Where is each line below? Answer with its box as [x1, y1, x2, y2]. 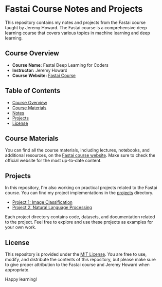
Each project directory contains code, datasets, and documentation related [5, 214, 155, 220]
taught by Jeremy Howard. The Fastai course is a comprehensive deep [5, 24, 147, 30]
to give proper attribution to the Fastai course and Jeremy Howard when [5, 262, 150, 268]
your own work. [5, 224, 36, 230]
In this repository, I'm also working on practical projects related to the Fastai [5, 185, 157, 191]
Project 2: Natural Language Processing [12, 205, 92, 210]
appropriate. [5, 267, 30, 272]
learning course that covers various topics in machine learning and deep [5, 30, 150, 36]
